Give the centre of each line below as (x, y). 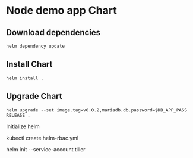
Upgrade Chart (34, 96)
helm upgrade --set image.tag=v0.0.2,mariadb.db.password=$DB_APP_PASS (96, 110)
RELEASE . (18, 115)
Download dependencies (53, 32)
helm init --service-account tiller (46, 149)
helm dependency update (36, 46)
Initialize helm (23, 126)
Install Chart (29, 64)
